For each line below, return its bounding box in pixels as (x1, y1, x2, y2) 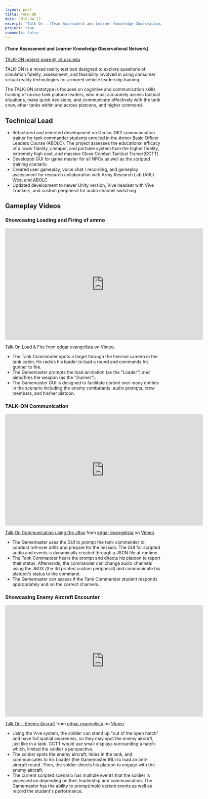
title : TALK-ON (5, 12, 37, 17)
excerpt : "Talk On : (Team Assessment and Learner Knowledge (5, 21, 134, 26)
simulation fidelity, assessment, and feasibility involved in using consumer (5, 71, 156, 77)
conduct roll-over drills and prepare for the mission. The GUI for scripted (12, 544, 161, 550)
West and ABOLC (12, 177, 48, 183)
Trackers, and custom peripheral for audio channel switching (12, 188, 136, 194)
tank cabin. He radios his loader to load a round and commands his (12, 359, 149, 365)
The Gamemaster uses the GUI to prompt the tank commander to (12, 539, 145, 545)
